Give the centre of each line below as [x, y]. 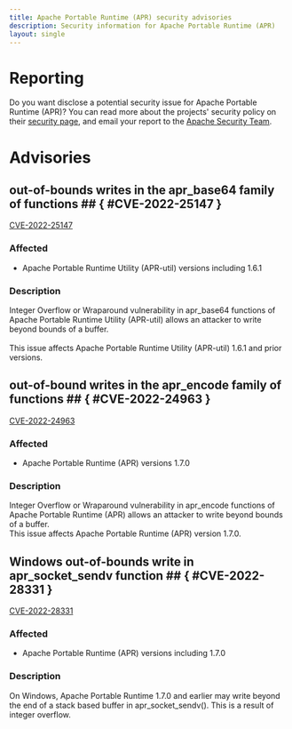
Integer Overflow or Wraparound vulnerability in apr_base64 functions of [142, 310]
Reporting [47, 78]
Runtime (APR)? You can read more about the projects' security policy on [143, 112]
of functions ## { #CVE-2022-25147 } [115, 204]
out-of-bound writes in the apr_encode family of [146, 385]
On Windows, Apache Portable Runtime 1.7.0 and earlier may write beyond [145, 695]
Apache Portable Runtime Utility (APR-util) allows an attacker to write [135, 319]
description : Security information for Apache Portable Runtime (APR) [142, 26]
